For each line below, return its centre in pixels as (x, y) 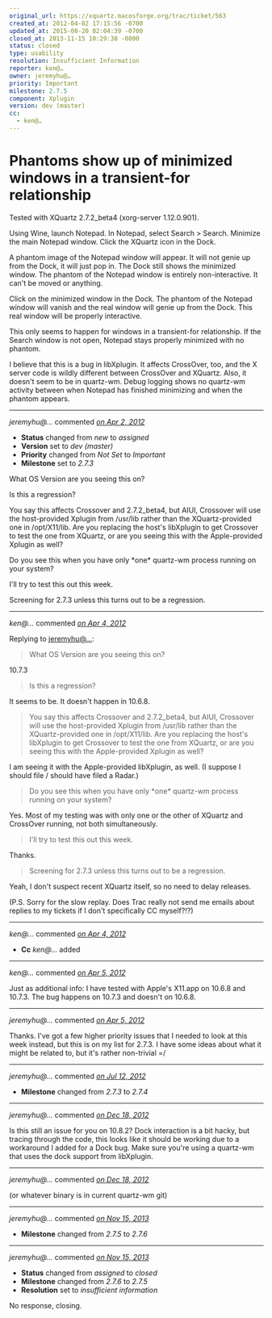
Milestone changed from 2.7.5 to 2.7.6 (84, 1234)
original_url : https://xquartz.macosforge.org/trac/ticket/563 (118, 16)
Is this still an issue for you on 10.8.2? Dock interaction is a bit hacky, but (130, 1130)
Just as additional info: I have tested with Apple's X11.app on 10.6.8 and (127, 988)
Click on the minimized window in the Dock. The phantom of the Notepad (131, 299)
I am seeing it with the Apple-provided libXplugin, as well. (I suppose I (125, 767)
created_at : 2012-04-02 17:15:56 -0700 (76, 23)
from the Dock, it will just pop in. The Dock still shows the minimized (123, 266)
